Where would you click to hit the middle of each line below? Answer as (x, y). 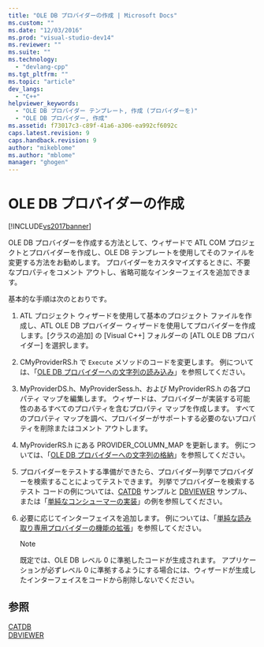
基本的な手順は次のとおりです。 (60, 299)
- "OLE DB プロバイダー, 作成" (62, 118)
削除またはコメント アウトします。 (96, 428)
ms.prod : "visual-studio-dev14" (61, 38)
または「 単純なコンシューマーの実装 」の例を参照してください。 (123, 502)
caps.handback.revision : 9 (52, 140)
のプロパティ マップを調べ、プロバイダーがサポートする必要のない (127, 419)
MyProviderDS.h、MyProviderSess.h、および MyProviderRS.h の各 (128, 389)
